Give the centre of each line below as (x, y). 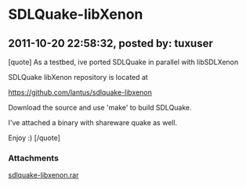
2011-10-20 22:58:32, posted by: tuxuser (111, 43)
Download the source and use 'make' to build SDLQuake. (100, 108)
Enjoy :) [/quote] (34, 138)
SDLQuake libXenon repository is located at (78, 77)
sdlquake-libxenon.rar (43, 175)
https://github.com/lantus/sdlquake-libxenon (80, 92)
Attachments (33, 158)
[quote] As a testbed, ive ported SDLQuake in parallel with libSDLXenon (123, 62)
